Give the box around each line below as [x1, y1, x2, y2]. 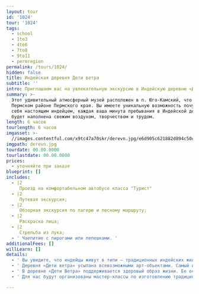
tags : [6, 25, 20, 31]
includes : [6, 175, 31, 181]
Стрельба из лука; [19, 229, 65, 235]
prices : [6, 158, 25, 164]
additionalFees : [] [6, 241, 54, 246]
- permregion [11, 58, 44, 64]
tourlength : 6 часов [6, 125, 57, 131]
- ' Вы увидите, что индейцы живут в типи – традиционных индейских [11, 257, 184, 263]
